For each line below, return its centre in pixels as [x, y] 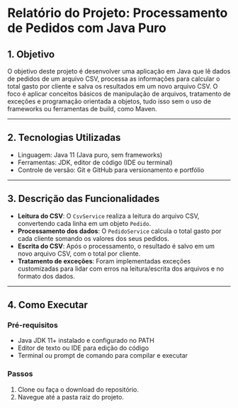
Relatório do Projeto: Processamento [118, 13]
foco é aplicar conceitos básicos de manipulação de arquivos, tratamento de [119, 94]
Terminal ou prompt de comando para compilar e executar [103, 356]
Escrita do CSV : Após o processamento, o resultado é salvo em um [116, 246]
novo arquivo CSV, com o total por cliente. [79, 254]
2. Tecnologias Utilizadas [64, 138]
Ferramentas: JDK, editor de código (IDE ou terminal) [95, 162]
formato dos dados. [46, 276]
